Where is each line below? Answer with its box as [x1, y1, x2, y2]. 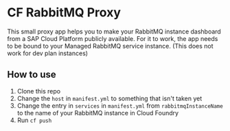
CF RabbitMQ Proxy [7, 5, 122, 20]
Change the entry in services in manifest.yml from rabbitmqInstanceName [16, 101, 223, 110]
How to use [7, 69, 56, 81]
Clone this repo [16, 87, 60, 95]
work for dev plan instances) [7, 49, 88, 57]
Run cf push [16, 116, 52, 124]
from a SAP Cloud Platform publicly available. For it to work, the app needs [7, 34, 218, 42]
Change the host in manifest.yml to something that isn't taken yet [16, 94, 203, 102]
